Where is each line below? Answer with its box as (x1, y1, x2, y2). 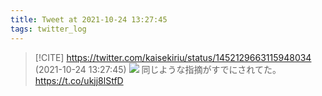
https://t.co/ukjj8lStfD (34, 74, 124, 86)
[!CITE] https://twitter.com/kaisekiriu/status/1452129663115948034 (34, 51, 312, 63)
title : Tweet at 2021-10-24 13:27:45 (10, 14, 168, 25)
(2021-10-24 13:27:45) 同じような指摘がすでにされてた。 (34, 63, 282, 75)
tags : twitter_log (10, 24, 87, 34)
